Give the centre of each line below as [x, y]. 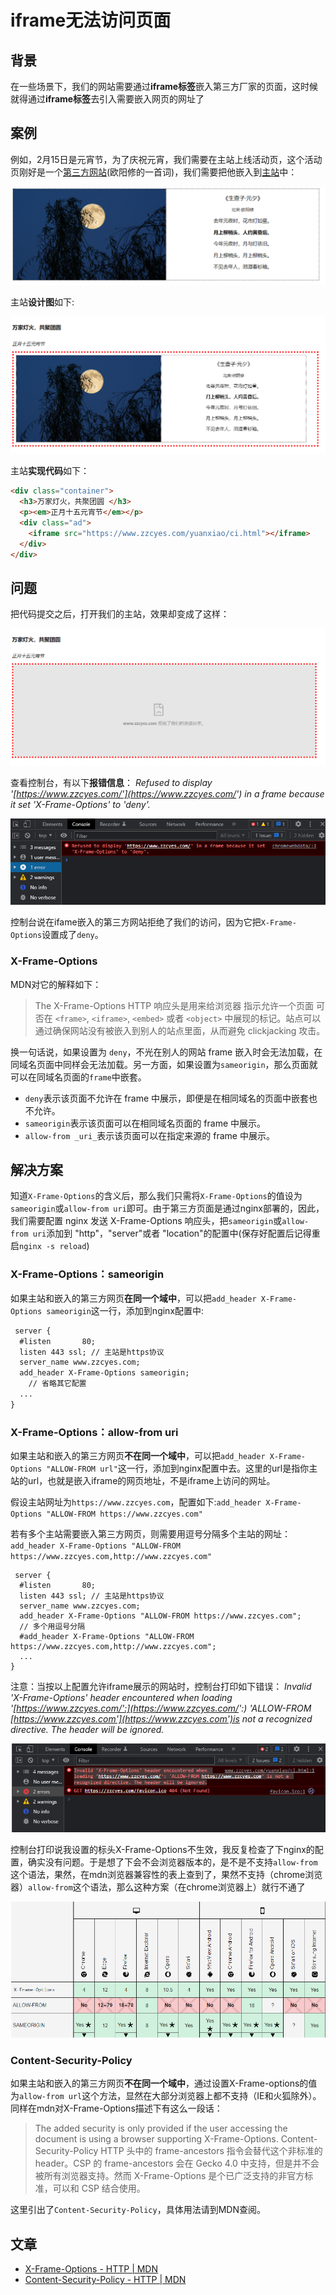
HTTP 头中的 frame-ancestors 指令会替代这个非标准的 [211, 2151]
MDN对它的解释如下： [56, 984]
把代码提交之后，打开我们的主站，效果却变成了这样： [120, 614]
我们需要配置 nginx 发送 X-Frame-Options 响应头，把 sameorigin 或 [146, 1221]
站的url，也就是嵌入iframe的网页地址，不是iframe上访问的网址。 [143, 1481]
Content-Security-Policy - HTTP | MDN [105, 2280]
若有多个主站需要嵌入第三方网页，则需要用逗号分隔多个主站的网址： [150, 1534]
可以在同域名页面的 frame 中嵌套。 [78, 1077]
